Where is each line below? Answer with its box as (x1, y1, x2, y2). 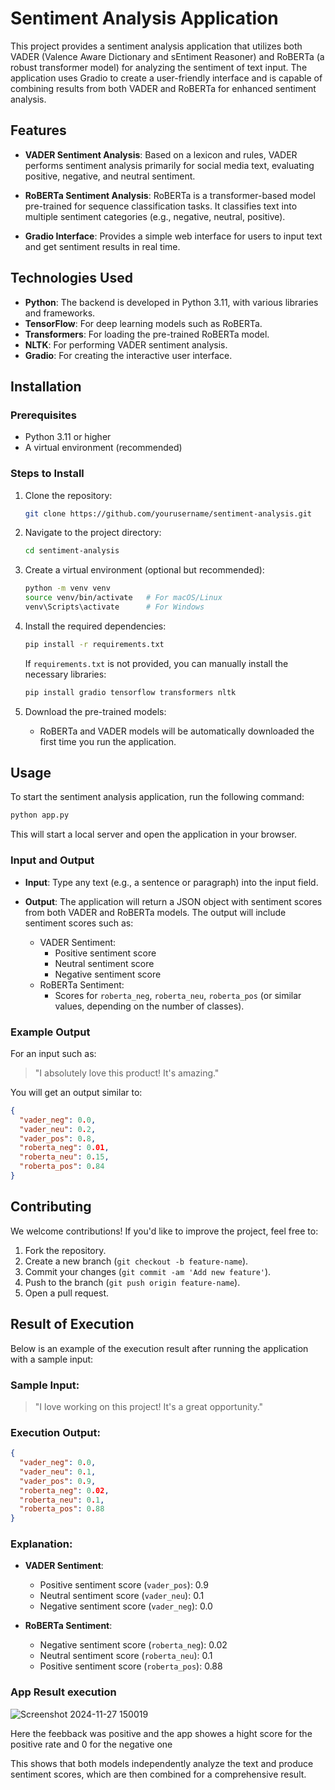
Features (10, 122, 67, 139)
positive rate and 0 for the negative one (10, 1738, 173, 1750)
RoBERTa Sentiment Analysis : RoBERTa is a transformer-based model (24, 189, 316, 201)
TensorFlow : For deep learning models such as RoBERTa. (24, 317, 263, 329)
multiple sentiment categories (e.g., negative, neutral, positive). (24, 210, 286, 222)
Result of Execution (10, 1316, 135, 1333)
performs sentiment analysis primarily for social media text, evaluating (24, 159, 315, 171)
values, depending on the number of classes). (54, 1000, 245, 1012)
